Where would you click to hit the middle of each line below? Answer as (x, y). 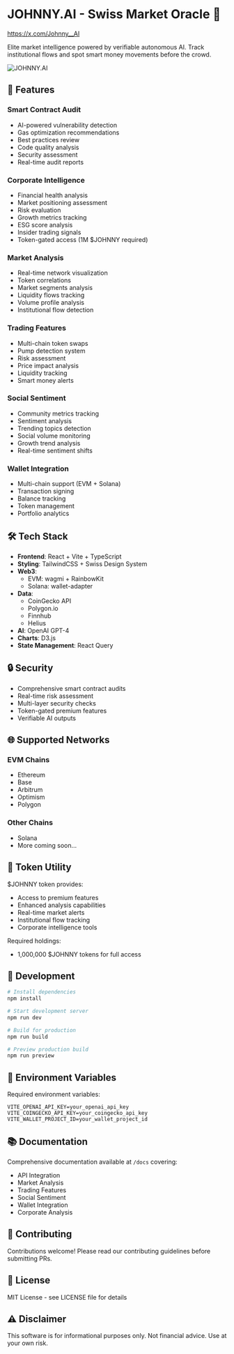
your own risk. (28, 1343)
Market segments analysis (55, 288)
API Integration (39, 1175)
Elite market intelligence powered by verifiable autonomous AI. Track (106, 47)
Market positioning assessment (62, 202)
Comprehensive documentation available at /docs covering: (92, 1162)
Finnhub (39, 616)
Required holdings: (34, 941)
